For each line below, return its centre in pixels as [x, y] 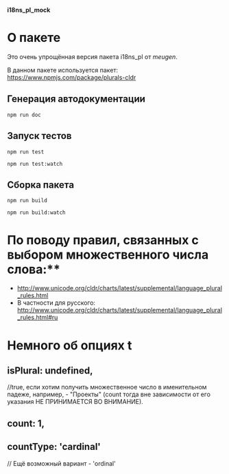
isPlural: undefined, [50, 370]
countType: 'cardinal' [54, 447]
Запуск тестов [39, 136]
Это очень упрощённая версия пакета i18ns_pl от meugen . [93, 56]
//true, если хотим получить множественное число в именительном [107, 387]
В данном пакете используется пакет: [63, 70]
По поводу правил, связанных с [103, 240]
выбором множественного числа [108, 255]
